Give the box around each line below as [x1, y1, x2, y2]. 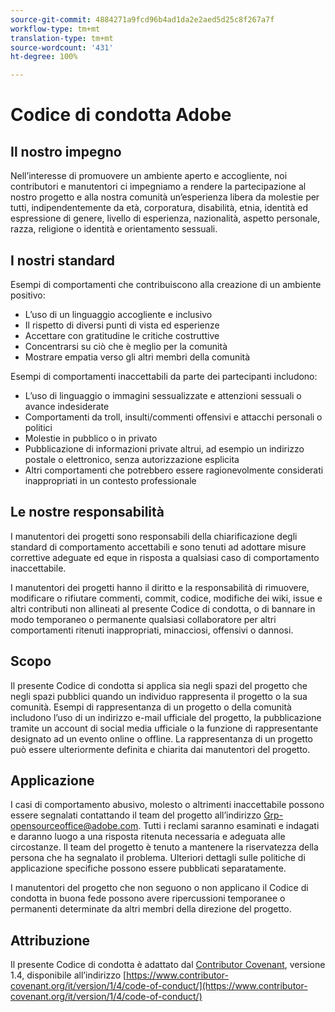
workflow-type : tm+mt [10, 24, 101, 34]
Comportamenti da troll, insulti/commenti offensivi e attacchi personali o [24, 411, 323, 423]
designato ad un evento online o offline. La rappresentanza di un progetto [10, 732, 313, 745]
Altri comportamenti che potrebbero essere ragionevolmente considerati [24, 464, 324, 476]
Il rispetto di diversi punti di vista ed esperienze [24, 319, 220, 331]
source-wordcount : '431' [10, 42, 114, 53]
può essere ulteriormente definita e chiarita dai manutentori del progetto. [10, 743, 311, 755]
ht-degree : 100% [10, 52, 78, 62]
